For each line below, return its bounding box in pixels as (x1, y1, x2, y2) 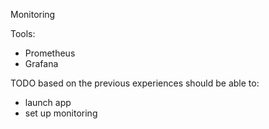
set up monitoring (24, 107, 98, 119)
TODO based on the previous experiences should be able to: (10, 77, 260, 89)
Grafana (24, 58, 59, 69)
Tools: (10, 28, 36, 39)
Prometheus (24, 47, 76, 59)
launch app (24, 97, 72, 108)
